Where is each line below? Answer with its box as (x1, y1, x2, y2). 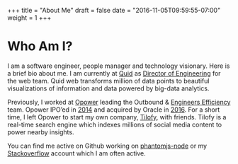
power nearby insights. (7, 127, 74, 136)
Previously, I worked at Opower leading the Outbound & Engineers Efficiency (7, 98, 231, 106)
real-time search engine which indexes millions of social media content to (7, 120, 222, 129)
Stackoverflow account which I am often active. (7, 148, 147, 158)
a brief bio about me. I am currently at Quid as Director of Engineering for (7, 69, 221, 77)
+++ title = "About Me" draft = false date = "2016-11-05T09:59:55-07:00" (7, 6, 221, 14)
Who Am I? (7, 38, 73, 54)
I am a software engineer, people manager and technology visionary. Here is (7, 61, 230, 70)
